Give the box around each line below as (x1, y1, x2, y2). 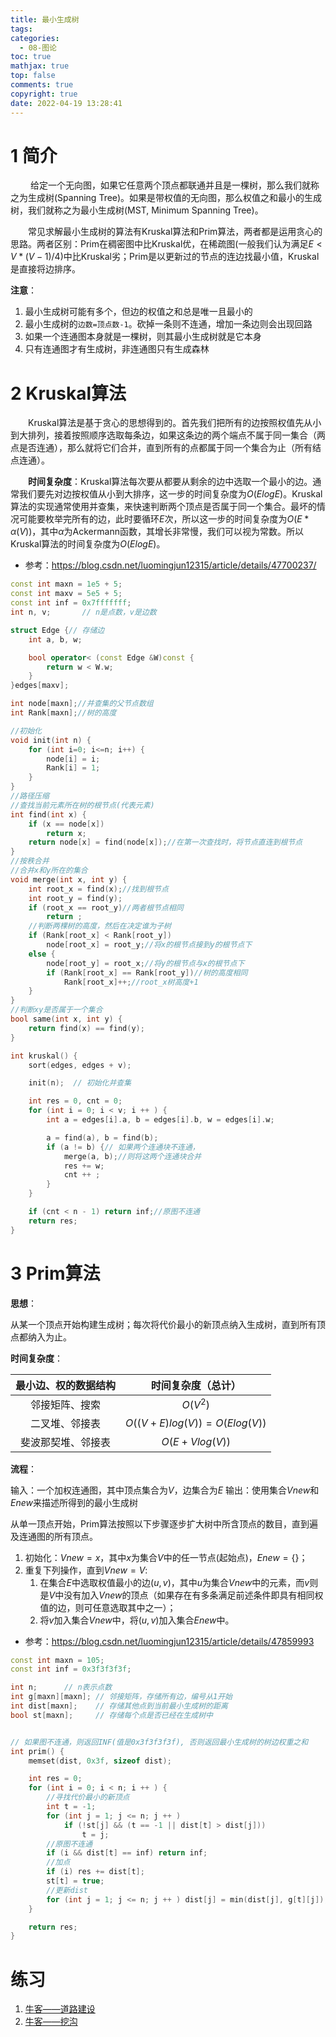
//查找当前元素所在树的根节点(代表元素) (10, 800, 155, 810)
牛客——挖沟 (24, 2016, 78, 2028)
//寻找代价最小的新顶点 (46, 1792, 130, 1803)
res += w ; (63, 1161, 105, 1171)
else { (28, 949, 56, 959)
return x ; (46, 828, 87, 838)
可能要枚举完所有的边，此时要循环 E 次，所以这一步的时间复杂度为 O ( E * (18, 513, 310, 525)
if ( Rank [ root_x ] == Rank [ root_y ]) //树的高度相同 (46, 967, 248, 978)
